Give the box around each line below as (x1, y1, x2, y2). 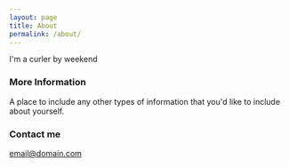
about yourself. (9, 106, 65, 116)
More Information (9, 76, 86, 89)
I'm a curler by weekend (9, 54, 98, 65)
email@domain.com (9, 147, 83, 158)
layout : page (9, 12, 58, 22)
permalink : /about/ (9, 29, 82, 38)
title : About (9, 21, 58, 30)
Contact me (9, 128, 61, 140)
